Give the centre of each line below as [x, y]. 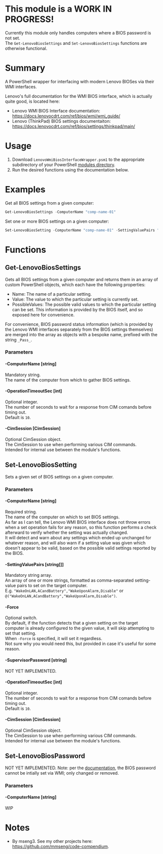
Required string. [21, 512]
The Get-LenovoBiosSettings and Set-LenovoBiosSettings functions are [76, 43]
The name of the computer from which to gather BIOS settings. [68, 380]
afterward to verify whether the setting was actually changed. [67, 532]
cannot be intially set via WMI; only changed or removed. [62, 773]
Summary [25, 68]
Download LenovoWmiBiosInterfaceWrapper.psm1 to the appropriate [78, 159]
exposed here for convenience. [43, 315]
